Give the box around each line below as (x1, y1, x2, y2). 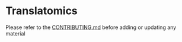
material (5, 30, 25, 37)
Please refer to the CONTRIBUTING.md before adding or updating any (5, 24, 177, 31)
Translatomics (5, 4, 78, 18)
